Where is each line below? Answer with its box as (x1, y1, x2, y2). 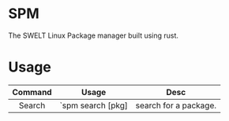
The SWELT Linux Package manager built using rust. (8, 31, 179, 40)
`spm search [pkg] (59, 100, 129, 111)
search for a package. (135, 100, 217, 111)
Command (12, 86, 53, 97)
